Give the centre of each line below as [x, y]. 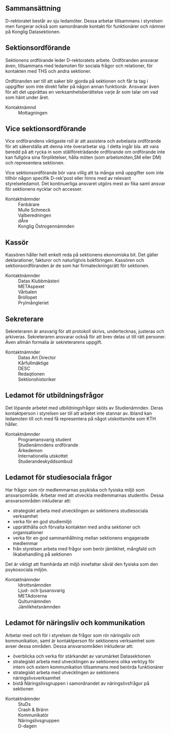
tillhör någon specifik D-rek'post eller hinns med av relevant [68, 178]
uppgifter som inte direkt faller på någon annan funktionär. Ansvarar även [82, 86]
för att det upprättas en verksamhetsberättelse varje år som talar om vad [82, 92]
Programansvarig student [45, 439]
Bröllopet [28, 297]
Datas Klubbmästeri [39, 281]
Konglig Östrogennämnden [46, 226]
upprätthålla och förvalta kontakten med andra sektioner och [76, 527]
